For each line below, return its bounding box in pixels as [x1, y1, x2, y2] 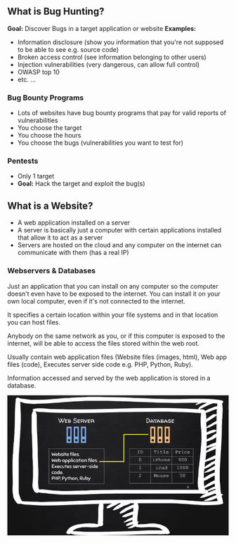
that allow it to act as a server [17, 233, 103, 242]
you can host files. [7, 318, 61, 326]
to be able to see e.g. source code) [17, 45, 119, 53]
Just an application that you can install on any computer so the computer [7, 282, 219, 290]
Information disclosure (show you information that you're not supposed [17, 38, 224, 46]
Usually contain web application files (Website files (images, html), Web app [7, 353, 227, 361]
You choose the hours [17, 131, 81, 140]
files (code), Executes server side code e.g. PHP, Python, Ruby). [7, 360, 193, 368]
